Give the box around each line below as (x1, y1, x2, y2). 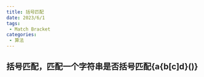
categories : (6, 32, 37, 38)
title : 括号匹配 (6, 9, 44, 15)
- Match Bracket (9, 26, 51, 32)
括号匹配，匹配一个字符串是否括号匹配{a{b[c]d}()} (6, 62, 198, 72)
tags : (6, 20, 20, 26)
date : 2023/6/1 (6, 15, 45, 21)
